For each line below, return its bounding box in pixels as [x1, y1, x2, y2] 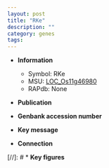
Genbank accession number [17, 112, 102, 121]
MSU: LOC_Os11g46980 [27, 77, 97, 85]
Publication [17, 98, 52, 107]
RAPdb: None [27, 85, 68, 93]
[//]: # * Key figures [7, 153, 65, 162]
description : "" [7, 23, 55, 30]
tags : [7, 37, 23, 44]
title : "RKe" [7, 17, 46, 24]
